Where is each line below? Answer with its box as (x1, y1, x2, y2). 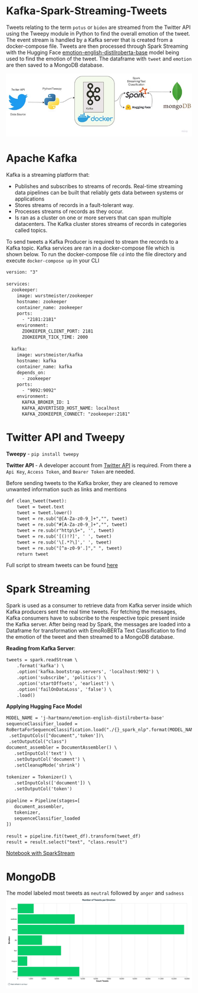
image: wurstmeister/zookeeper (16, 293, 94, 299)
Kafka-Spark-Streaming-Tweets (6, 4, 167, 18)
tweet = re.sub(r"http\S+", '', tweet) (16, 528, 115, 533)
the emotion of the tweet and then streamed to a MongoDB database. (6, 633, 175, 640)
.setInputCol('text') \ (14, 750, 72, 756)
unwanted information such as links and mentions (6, 486, 127, 493)
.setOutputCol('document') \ (14, 756, 85, 762)
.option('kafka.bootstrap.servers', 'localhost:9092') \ (16, 668, 160, 675)
